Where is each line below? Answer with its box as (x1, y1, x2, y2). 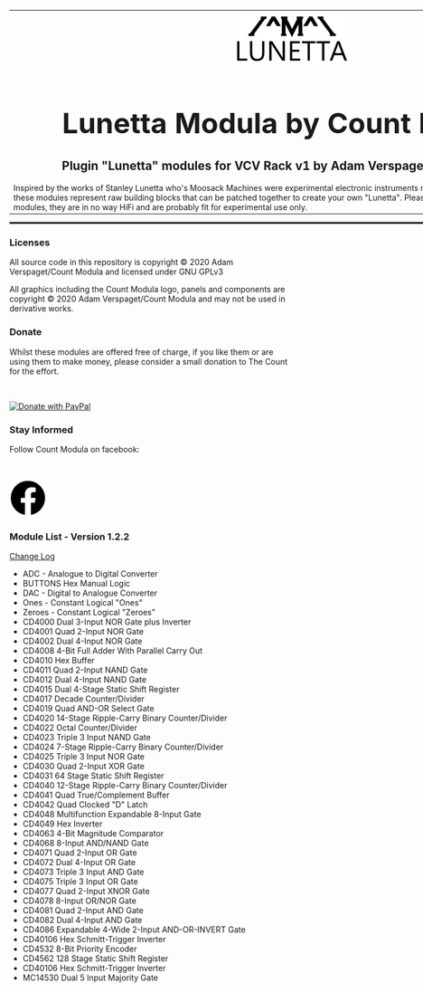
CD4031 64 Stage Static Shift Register (22, 770, 164, 781)
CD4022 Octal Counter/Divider (22, 722, 137, 733)
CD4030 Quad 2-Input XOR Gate (22, 761, 145, 772)
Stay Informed (9, 423, 74, 435)
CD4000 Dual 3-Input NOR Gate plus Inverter (22, 616, 192, 627)
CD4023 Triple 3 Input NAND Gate (22, 732, 151, 743)
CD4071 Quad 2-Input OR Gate (22, 847, 137, 858)
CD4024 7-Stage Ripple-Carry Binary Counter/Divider (22, 741, 224, 752)
